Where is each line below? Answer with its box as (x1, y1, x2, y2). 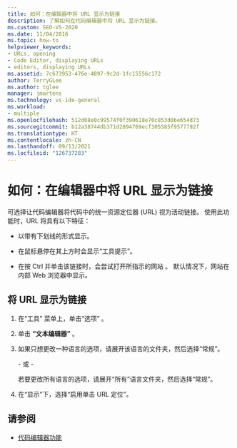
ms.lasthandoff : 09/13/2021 (7, 143, 91, 151)
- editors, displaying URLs (7, 63, 91, 71)
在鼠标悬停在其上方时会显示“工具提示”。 (17, 247, 137, 255)
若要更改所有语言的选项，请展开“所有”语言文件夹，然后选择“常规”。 (17, 375, 217, 383)
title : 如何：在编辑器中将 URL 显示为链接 (7, 10, 121, 18)
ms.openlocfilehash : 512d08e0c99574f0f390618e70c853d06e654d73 (7, 116, 200, 123)
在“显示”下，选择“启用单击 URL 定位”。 (17, 390, 133, 398)
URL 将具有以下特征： (26, 216, 91, 225)
